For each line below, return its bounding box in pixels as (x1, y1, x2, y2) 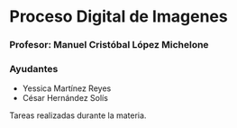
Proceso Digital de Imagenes (9, 6, 228, 27)
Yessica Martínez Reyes (22, 83, 112, 94)
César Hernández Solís (22, 93, 108, 104)
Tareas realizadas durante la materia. (9, 110, 147, 121)
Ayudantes (9, 63, 59, 76)
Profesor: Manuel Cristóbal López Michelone (9, 39, 209, 51)
